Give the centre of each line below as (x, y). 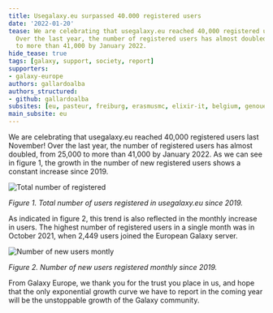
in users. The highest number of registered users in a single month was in (132, 227)
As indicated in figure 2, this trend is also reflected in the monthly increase (133, 219)
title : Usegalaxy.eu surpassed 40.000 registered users (105, 16)
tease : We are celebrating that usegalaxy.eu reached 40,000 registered (134, 31)
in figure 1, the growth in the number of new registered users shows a (125, 163)
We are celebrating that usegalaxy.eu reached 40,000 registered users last (134, 137)
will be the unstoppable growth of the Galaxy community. (104, 300)
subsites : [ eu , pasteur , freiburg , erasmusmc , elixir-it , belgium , (125, 106)
